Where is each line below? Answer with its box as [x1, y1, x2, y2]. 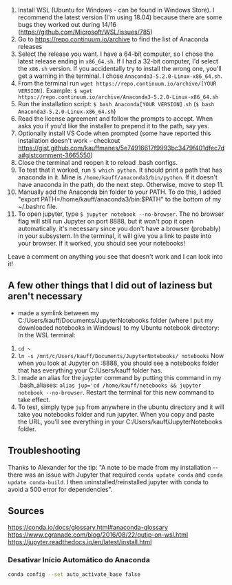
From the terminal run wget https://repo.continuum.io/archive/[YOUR [17, 79, 217, 87]
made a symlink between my [17, 308, 99, 317]
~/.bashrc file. [17, 203, 58, 210]
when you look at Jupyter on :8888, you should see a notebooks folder [17, 359, 219, 367]
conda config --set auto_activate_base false [8, 571, 140, 578]
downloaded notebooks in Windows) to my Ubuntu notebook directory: [17, 324, 220, 332]
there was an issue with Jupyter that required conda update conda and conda [8, 470, 223, 479]
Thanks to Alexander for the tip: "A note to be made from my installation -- [8, 463, 219, 471]
